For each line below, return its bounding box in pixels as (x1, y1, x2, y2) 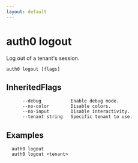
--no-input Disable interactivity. (22, 108, 130, 114)
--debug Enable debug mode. (22, 98, 119, 104)
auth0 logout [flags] (6, 66, 61, 72)
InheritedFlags (6, 82, 62, 92)
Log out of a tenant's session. (6, 55, 80, 62)
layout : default (6, 8, 47, 15)
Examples (6, 130, 44, 140)
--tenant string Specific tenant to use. (22, 114, 133, 120)
